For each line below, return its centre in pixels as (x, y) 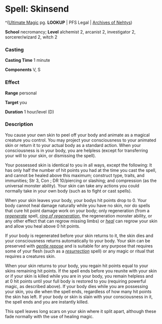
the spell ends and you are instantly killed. (47, 302)
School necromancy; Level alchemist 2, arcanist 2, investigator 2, (70, 32)
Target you (16, 102)
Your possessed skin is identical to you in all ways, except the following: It (79, 165)
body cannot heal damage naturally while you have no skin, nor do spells (78, 205)
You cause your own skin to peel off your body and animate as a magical (77, 135)
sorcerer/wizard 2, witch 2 (31, 37)
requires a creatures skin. (30, 256)
